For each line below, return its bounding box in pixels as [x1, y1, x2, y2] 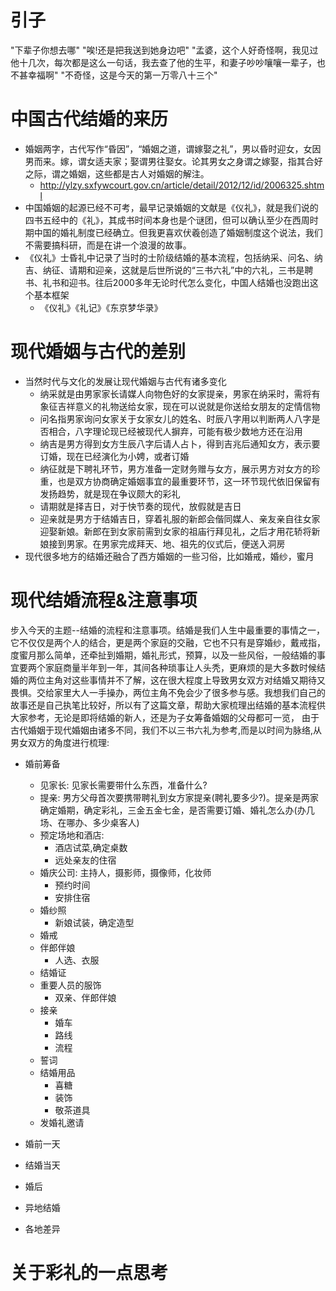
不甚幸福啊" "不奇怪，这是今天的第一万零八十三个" [10, 69, 218, 81]
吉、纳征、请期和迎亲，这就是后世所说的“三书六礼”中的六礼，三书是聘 [24, 264, 314, 276]
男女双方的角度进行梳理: [10, 736, 110, 748]
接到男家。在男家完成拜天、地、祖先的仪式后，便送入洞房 [48, 537, 286, 550]
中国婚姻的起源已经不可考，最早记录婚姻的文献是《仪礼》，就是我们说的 [24, 201, 319, 213]
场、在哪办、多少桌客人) [39, 816, 140, 828]
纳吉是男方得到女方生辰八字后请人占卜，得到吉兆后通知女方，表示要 [39, 437, 321, 450]
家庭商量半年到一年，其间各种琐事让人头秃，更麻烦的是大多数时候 [44, 661, 317, 673]
